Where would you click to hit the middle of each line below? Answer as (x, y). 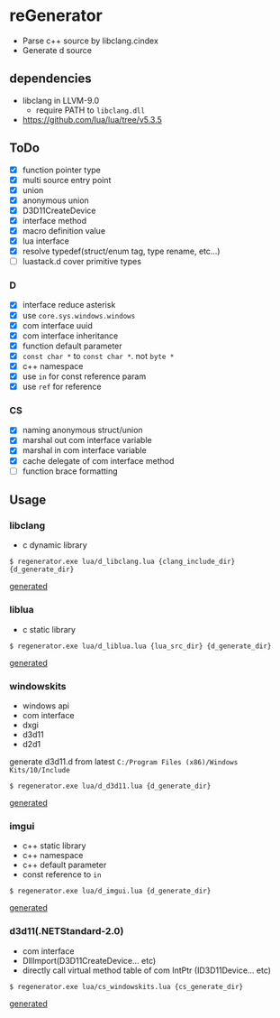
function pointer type (61, 170)
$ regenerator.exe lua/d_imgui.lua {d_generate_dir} (110, 891)
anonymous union (56, 200)
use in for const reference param (84, 376)
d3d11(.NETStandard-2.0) (67, 931)
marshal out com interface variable (87, 440)
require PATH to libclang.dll (90, 110)
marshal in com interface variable (84, 450)
